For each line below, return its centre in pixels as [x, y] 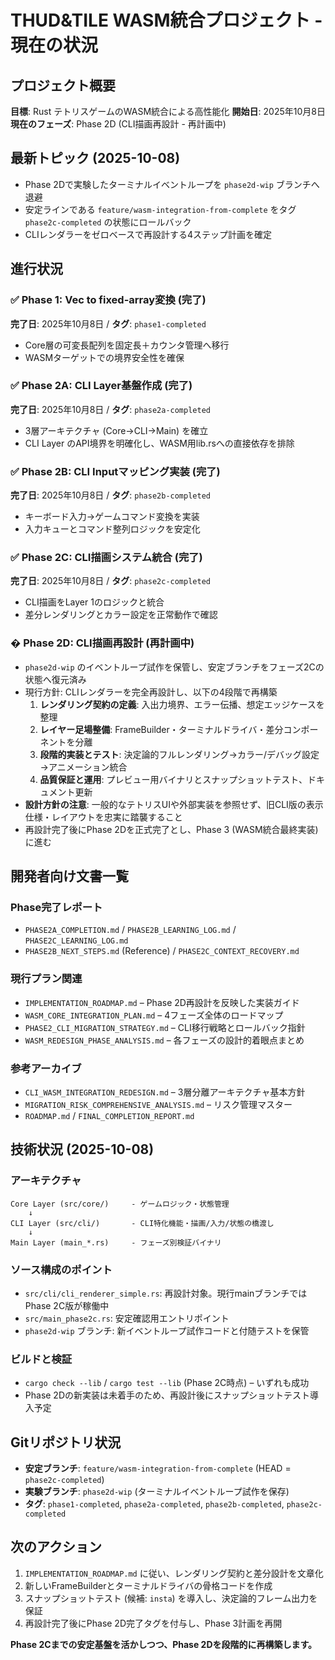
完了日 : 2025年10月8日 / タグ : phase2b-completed [110, 495]
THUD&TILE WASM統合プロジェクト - [166, 20]
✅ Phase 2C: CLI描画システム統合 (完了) [106, 558]
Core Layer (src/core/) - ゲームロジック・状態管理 [120, 1204]
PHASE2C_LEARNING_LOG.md [76, 941]
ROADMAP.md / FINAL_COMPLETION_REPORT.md [109, 1115]
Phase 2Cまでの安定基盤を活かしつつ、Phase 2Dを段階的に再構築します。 [164, 1644]
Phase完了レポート [56, 907]
